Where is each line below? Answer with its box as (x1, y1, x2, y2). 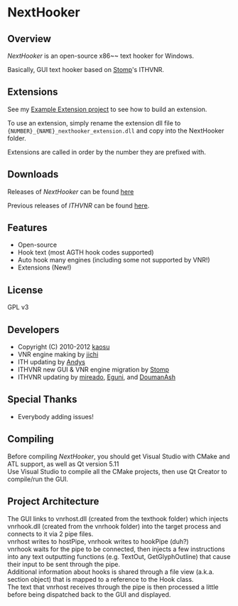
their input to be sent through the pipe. (7, 560, 121, 568)
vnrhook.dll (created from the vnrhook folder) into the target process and (7, 522, 222, 530)
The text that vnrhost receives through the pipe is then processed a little (7, 582, 219, 591)
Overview (7, 33, 52, 45)
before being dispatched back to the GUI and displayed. (7, 590, 171, 599)
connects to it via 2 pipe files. (7, 529, 94, 538)
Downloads (7, 168, 59, 180)
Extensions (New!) (17, 263, 72, 272)
